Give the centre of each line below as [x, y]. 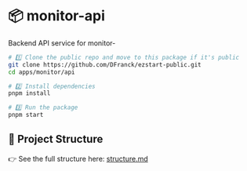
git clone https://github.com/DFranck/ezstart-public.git [105, 64]
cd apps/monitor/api [42, 72]
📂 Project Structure [56, 139]
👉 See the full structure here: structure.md [78, 158]
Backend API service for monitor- [62, 43]
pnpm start [26, 115]
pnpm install [29, 93]
